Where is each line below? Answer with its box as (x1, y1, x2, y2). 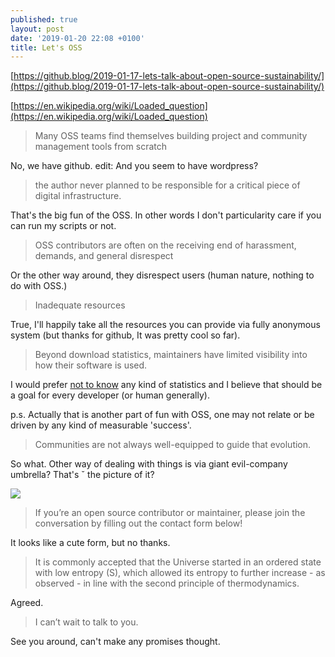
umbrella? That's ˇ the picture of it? (10, 469, 155, 481)
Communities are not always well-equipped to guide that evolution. (34, 439, 312, 451)
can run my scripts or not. (10, 220, 117, 232)
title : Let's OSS (10, 42, 83, 53)
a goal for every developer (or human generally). (10, 389, 210, 401)
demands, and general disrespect (34, 250, 174, 262)
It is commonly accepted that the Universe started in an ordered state (34, 556, 322, 568)
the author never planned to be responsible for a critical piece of (34, 179, 301, 191)
